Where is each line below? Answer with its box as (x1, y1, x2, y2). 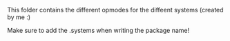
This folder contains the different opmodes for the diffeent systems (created (7, 6, 224, 14)
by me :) (7, 13, 31, 21)
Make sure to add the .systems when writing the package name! (7, 27, 190, 34)
